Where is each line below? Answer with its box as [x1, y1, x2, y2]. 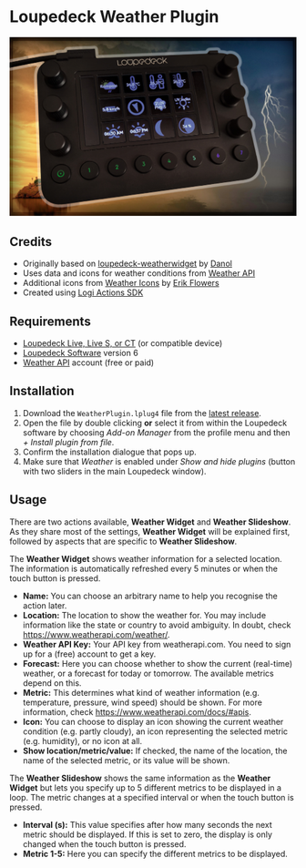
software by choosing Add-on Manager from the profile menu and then [22, 426, 291, 438]
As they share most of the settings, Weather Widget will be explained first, [9, 526, 291, 536]
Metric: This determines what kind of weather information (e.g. [22, 687, 260, 698]
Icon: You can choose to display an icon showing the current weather [22, 716, 284, 727]
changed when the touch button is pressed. [22, 838, 187, 849]
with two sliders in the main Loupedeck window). [22, 465, 207, 476]
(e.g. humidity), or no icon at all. [22, 735, 143, 746]
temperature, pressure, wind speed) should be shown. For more [22, 697, 262, 708]
